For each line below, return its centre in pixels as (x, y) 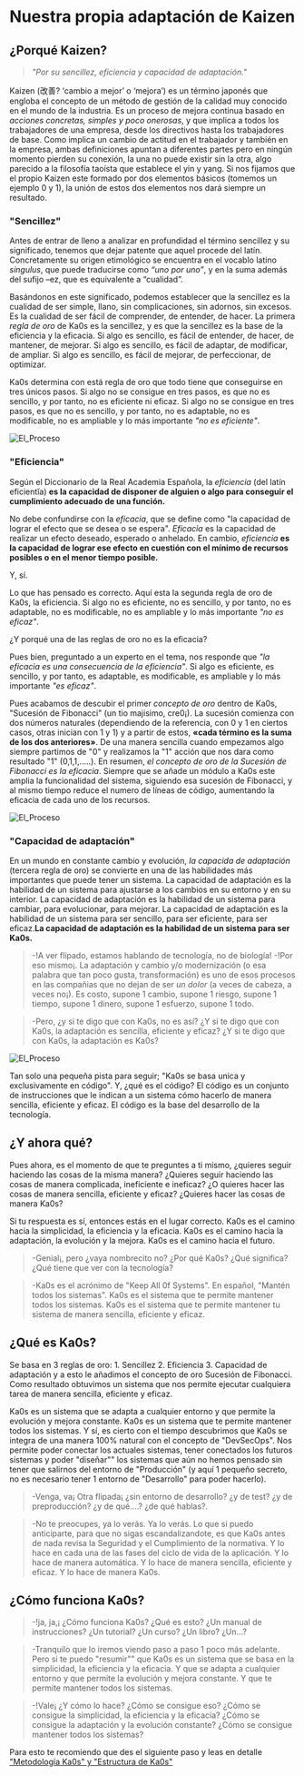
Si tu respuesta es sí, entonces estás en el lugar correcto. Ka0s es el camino (152, 1221)
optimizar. (28, 364)
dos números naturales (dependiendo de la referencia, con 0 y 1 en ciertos (149, 722)
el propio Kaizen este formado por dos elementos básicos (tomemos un (143, 178)
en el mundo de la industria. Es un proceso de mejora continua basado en (147, 110)
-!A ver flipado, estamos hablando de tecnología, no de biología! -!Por (162, 955)
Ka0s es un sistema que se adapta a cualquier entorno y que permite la (142, 1411)
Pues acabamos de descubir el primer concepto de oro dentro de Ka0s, (143, 703)
